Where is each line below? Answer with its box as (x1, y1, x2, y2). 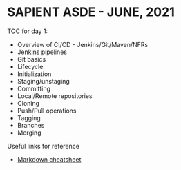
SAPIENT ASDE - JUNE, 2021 (7, 4, 175, 20)
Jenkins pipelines (17, 48, 68, 56)
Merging (17, 129, 41, 137)
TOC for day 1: (7, 27, 48, 35)
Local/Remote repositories (17, 91, 93, 100)
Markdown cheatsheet (17, 155, 82, 163)
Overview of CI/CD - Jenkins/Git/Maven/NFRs (17, 40, 149, 48)
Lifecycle (17, 62, 44, 70)
